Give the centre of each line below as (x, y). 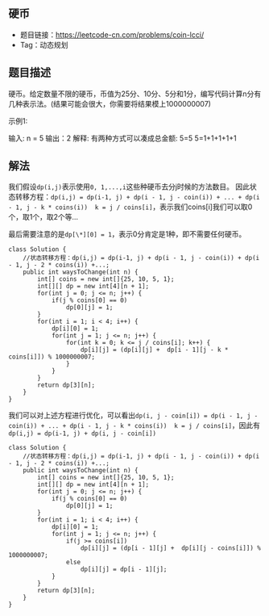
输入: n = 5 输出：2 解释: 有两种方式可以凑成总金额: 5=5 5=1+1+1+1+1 (122, 138)
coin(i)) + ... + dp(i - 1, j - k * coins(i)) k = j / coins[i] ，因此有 (134, 425)
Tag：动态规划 (44, 44)
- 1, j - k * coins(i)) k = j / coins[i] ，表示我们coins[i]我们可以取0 (130, 207)
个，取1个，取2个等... (43, 217)
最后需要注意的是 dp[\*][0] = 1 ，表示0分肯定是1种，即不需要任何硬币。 (127, 234)
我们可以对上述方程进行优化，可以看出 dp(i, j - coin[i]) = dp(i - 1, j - (133, 415)
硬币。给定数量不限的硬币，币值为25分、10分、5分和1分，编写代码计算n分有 (135, 94)
